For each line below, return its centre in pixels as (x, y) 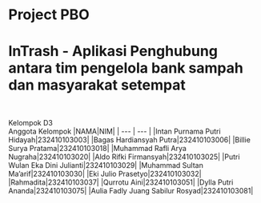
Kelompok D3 (31, 123)
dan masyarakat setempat (97, 85)
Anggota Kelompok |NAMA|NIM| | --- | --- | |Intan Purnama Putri (115, 131)
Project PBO (49, 15)
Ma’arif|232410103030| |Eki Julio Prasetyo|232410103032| (105, 174)
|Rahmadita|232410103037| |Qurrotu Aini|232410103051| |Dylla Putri (121, 182)
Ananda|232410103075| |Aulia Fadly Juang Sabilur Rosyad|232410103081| (131, 191)
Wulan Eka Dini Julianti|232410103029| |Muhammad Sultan (106, 165)
